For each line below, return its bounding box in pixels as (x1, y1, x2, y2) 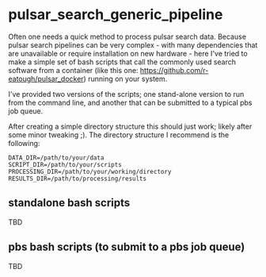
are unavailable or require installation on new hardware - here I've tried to (8, 48, 248, 58)
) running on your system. (83, 74, 168, 83)
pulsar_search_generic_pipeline (8, 6, 223, 24)
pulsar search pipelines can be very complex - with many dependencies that (8, 40, 258, 49)
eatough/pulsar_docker (8, 74, 85, 83)
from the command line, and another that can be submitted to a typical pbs (8, 98, 253, 107)
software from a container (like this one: (8, 65, 139, 75)
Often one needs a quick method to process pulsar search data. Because (8, 32, 247, 41)
